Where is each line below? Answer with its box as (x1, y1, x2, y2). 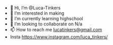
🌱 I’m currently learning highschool (10, 16, 84, 21)
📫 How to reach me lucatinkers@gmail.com (10, 27, 102, 32)
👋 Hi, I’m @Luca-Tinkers (10, 5, 61, 11)
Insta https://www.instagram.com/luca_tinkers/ (10, 34, 108, 40)
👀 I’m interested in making (10, 10, 64, 16)
